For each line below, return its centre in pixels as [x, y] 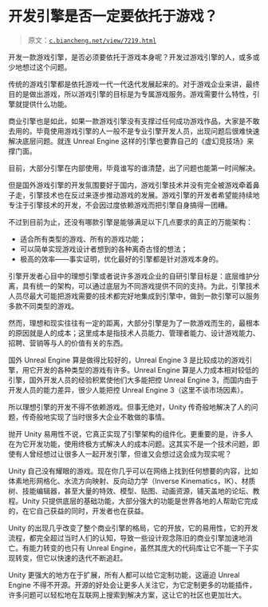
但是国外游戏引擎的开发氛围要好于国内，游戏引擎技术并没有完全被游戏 [124, 185]
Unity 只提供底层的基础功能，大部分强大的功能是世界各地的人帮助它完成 [140, 501]
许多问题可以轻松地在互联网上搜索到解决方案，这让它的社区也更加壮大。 [127, 595]
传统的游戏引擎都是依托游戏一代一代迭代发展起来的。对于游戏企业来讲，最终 [134, 84]
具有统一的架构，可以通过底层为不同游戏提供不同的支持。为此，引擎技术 [141, 286]
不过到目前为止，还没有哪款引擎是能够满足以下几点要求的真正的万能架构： [130, 222]
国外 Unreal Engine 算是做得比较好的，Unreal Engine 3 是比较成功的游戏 [127, 360]
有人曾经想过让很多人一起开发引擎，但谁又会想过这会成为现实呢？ [123, 453]
